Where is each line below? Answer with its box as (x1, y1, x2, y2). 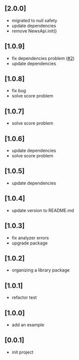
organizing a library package (11, 267, 70, 273)
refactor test (11, 295, 37, 300)
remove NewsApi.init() (11, 28, 57, 34)
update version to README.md (11, 207, 74, 213)
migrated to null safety (11, 17, 57, 23)
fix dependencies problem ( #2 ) (11, 55, 75, 61)
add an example (11, 322, 45, 328)
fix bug (11, 88, 26, 93)
